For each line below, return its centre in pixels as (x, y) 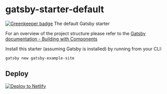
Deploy (17, 74)
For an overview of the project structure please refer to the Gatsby (76, 33)
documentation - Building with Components (51, 39)
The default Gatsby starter (82, 24)
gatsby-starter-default (55, 9)
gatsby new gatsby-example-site (40, 58)
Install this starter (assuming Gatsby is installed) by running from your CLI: (84, 49)
